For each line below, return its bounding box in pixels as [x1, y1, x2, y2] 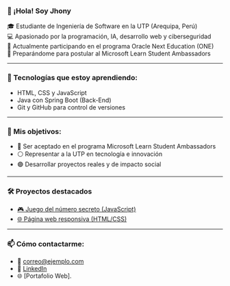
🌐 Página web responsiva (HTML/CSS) [16, 215, 127, 223]
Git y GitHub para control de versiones [16, 103, 125, 112]
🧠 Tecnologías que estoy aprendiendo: [7, 73, 138, 83]
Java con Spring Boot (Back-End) [16, 96, 112, 104]
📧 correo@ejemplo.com [16, 257, 84, 265]
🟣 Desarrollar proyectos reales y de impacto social [16, 160, 162, 168]
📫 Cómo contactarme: [7, 239, 84, 249]
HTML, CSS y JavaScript [16, 88, 87, 96]
